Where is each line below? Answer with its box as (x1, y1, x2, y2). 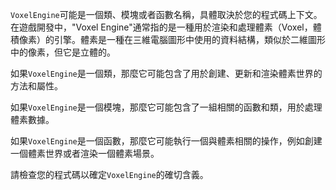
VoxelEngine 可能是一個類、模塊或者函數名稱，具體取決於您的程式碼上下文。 (10, 9, 323, 20)
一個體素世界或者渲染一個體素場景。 (10, 148, 160, 159)
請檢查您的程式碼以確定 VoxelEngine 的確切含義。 (10, 169, 209, 180)
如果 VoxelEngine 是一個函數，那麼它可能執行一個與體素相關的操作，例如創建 (10, 135, 323, 147)
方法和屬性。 (10, 80, 63, 92)
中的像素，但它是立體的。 (10, 46, 116, 58)
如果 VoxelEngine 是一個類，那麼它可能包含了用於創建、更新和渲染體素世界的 (10, 68, 323, 79)
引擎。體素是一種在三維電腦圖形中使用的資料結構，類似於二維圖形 (53, 34, 326, 45)
